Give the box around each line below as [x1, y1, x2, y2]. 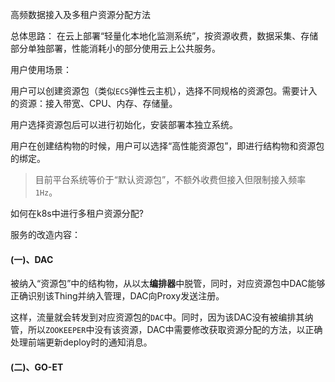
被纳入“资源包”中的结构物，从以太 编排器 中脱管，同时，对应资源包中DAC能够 [10, 278, 326, 290]
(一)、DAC [10, 253, 54, 265]
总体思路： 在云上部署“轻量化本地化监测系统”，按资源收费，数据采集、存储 [10, 30, 319, 42]
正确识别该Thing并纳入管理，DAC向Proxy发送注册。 [10, 290, 225, 302]
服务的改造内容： [10, 229, 81, 240]
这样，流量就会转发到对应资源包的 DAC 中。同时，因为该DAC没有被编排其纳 [10, 311, 314, 323]
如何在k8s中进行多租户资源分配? [10, 208, 144, 219]
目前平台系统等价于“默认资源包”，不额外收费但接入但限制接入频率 [34, 174, 307, 185]
